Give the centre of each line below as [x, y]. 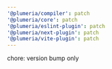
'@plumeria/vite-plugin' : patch [53, 39]
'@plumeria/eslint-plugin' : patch [56, 26]
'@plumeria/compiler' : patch [48, 13]
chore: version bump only [43, 58]
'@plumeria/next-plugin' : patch [53, 32]
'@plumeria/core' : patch [42, 20]
